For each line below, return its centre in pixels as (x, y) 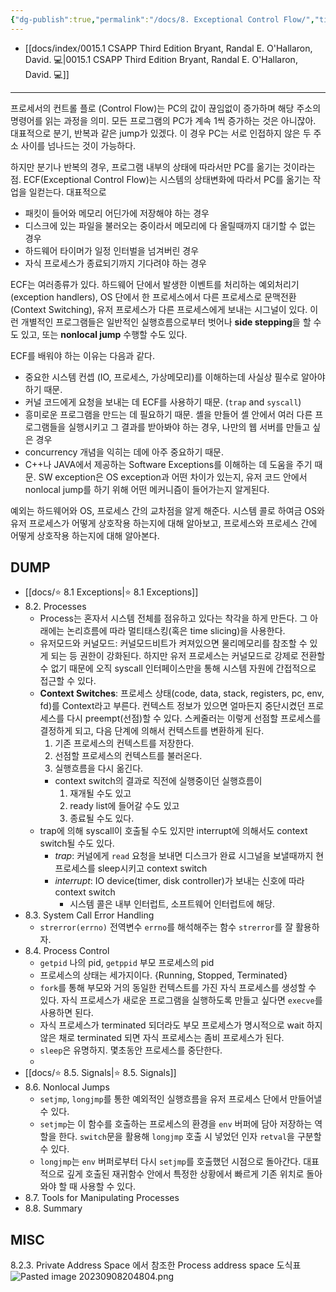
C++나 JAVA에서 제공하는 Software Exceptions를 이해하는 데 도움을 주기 (168, 464)
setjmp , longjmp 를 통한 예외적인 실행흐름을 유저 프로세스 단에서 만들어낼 (181, 1099)
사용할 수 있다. (108, 1187)
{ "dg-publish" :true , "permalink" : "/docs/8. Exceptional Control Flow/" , (162, 19)
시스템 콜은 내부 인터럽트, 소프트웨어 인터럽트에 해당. (172, 904)
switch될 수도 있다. (77, 843)
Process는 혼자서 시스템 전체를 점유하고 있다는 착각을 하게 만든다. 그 (173, 618)
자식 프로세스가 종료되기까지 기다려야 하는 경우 (115, 263)
